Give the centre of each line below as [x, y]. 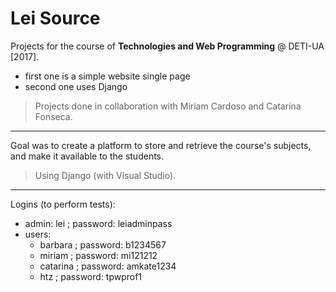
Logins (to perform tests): [63, 204]
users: [38, 234]
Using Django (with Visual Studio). [105, 175]
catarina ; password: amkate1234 [108, 266]
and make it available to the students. [87, 156]
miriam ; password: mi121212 [98, 255]
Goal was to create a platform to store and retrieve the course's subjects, [161, 145]
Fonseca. [53, 116]
